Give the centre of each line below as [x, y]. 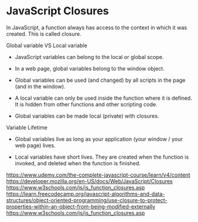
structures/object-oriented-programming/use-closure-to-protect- [87, 200]
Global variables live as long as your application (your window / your [99, 139]
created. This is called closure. [44, 33]
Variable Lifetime [27, 127]
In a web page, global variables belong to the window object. [90, 68]
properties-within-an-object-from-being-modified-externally [81, 206]
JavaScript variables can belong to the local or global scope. [89, 57]
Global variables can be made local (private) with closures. [87, 116]
